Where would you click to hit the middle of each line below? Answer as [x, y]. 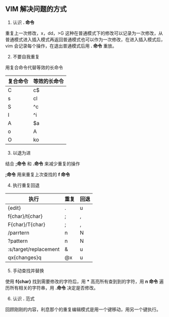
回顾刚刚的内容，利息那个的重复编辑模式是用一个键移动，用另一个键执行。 [83, 309]
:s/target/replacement [34, 249]
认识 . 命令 [23, 22]
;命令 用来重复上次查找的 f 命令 [38, 174]
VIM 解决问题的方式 [36, 9]
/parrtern [19, 233]
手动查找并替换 [28, 270]
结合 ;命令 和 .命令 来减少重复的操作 [43, 164]
